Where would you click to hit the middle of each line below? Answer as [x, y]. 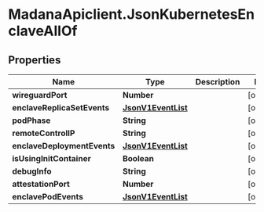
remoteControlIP [44, 133]
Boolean [138, 158]
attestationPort [41, 184]
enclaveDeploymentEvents [64, 146]
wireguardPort [40, 95]
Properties [35, 60]
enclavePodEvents [48, 197]
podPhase [31, 120]
